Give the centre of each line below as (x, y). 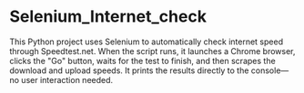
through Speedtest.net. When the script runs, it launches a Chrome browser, (152, 51)
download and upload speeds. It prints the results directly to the (129, 70)
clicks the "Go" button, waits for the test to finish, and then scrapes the (142, 60)
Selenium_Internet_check (108, 17)
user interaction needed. (67, 79)
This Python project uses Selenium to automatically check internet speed (147, 42)
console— (270, 70)
